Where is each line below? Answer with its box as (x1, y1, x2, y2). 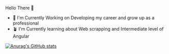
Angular (12, 33, 30, 39)
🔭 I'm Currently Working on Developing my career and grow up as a (12, 15, 155, 20)
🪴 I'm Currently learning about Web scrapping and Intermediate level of (12, 26, 164, 32)
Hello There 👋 (5, 5, 34, 11)
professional (12, 20, 39, 26)
